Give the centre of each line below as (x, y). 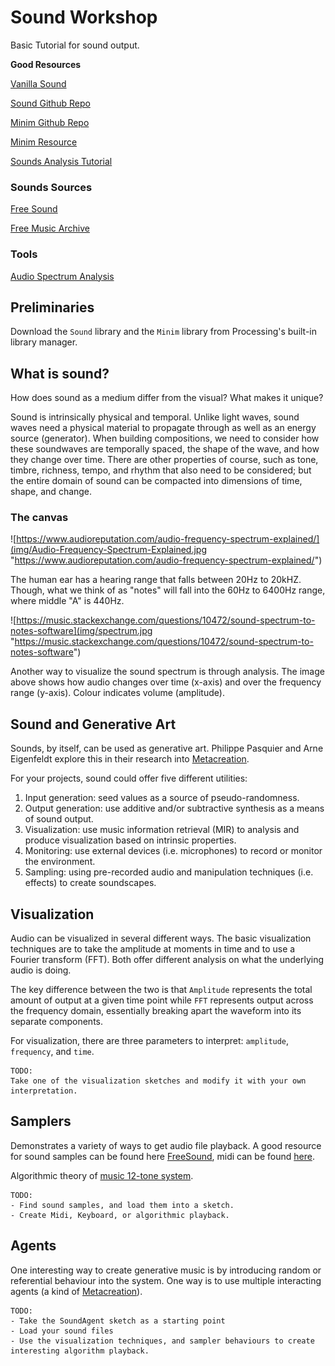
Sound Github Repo (50, 103)
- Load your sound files (62, 1331)
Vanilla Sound (38, 83)
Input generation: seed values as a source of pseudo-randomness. (162, 798)
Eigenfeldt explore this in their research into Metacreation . (130, 759)
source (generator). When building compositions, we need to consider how (165, 438)
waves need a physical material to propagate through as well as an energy (163, 428)
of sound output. (59, 819)
